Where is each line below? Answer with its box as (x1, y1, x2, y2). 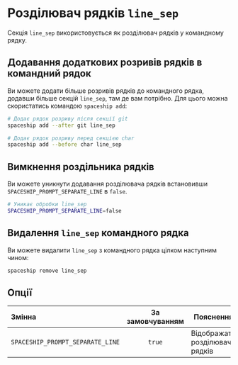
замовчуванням (126, 317, 184, 327)
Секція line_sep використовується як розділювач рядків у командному (7, 28, 225, 37)
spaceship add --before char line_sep (7, 141, 122, 148)
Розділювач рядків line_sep (7, 5, 179, 21)
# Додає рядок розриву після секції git (7, 115, 129, 122)
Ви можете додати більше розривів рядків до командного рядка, (7, 86, 204, 95)
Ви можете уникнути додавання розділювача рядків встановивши (7, 179, 208, 189)
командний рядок (7, 67, 91, 79)
